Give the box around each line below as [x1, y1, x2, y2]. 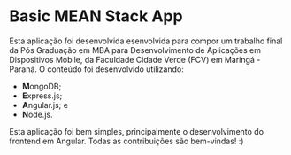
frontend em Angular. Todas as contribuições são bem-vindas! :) [9, 136, 244, 146]
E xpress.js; [21, 90, 63, 101]
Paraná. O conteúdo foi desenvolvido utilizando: [9, 64, 184, 74]
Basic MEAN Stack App [9, 6, 183, 27]
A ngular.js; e [21, 99, 69, 110]
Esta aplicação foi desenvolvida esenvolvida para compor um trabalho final [9, 35, 283, 46]
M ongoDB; [21, 81, 62, 91]
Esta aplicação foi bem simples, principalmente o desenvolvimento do [9, 126, 264, 136]
